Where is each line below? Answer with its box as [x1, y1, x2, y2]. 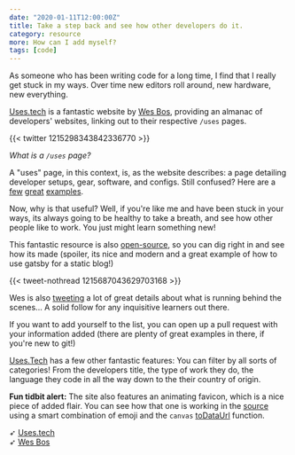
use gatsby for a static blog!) [9, 258, 114, 269]
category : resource [9, 29, 82, 38]
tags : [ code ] [9, 46, 58, 55]
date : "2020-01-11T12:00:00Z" [9, 12, 121, 22]
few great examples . [9, 186, 84, 197]
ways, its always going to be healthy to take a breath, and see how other [9, 213, 274, 224]
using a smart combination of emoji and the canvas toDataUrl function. [9, 410, 266, 421]
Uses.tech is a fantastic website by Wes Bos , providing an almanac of [9, 106, 263, 117]
